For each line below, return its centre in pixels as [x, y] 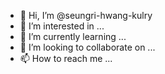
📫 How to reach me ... [66, 58]
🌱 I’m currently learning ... [73, 36]
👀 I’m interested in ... [62, 26]
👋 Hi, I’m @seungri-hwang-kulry [86, 15]
